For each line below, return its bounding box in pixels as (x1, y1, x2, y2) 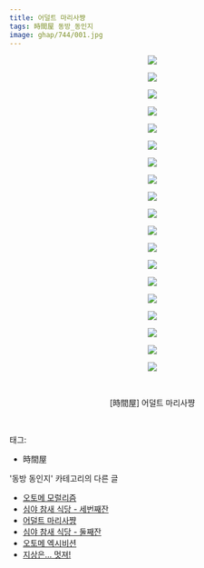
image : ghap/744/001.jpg (9, 30, 103, 39)
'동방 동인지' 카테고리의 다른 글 (9, 473, 119, 484)
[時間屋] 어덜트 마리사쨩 (109, 397, 196, 409)
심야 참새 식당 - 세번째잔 (22, 503, 109, 514)
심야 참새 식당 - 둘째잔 (22, 526, 102, 537)
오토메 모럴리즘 (22, 493, 77, 503)
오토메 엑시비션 (22, 538, 77, 549)
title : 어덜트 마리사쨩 (9, 13, 86, 23)
